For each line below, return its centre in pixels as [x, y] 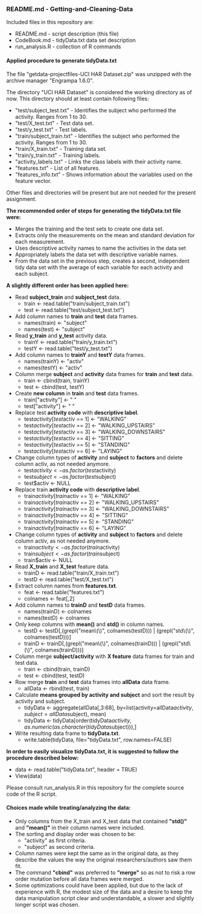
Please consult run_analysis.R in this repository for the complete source [95, 787]
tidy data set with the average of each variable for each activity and [99, 267]
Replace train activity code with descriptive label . [77, 489]
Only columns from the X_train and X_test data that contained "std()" [101, 821]
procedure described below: [43, 758]
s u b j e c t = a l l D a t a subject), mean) [65, 714]
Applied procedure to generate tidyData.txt [62, 60]
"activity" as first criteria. [55, 840]
